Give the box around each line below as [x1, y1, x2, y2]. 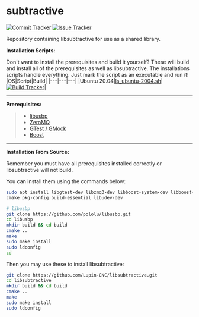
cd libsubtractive [6, 278, 52, 284]
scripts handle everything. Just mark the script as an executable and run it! [6, 71, 189, 78]
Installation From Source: [6, 148, 70, 155]
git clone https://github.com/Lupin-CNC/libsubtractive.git [6, 272, 158, 278]
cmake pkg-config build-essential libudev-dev [6, 194, 123, 200]
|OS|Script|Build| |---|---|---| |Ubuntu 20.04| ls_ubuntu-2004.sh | [6, 77, 163, 84]
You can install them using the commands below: [6, 177, 126, 185]
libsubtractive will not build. [6, 166, 73, 173]
